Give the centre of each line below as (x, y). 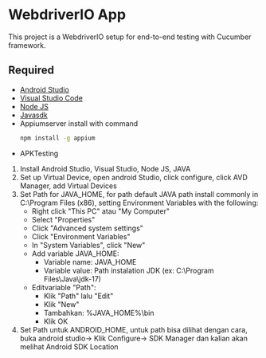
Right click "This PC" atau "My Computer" (100, 211)
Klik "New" (61, 304)
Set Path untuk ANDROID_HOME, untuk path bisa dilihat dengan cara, (134, 329)
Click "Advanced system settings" (87, 228)
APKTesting (39, 153)
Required (31, 71)
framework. (27, 45)
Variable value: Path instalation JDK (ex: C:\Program (129, 270)
